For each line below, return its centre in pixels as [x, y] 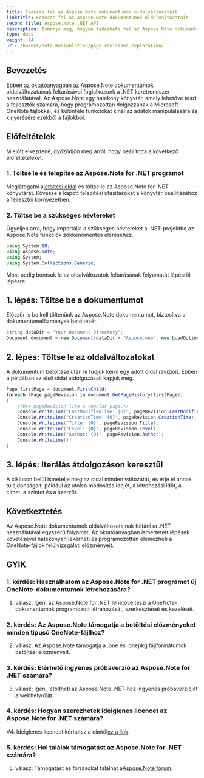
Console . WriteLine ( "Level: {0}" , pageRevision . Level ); [88, 429]
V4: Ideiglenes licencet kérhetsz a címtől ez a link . [68, 732]
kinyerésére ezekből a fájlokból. [46, 117]
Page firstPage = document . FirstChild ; [57, 389]
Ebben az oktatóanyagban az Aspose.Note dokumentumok [80, 85]
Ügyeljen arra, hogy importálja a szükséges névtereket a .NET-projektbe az [100, 229]
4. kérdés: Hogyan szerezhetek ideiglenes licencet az [87, 711]
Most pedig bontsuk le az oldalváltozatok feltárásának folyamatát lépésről [98, 275]
